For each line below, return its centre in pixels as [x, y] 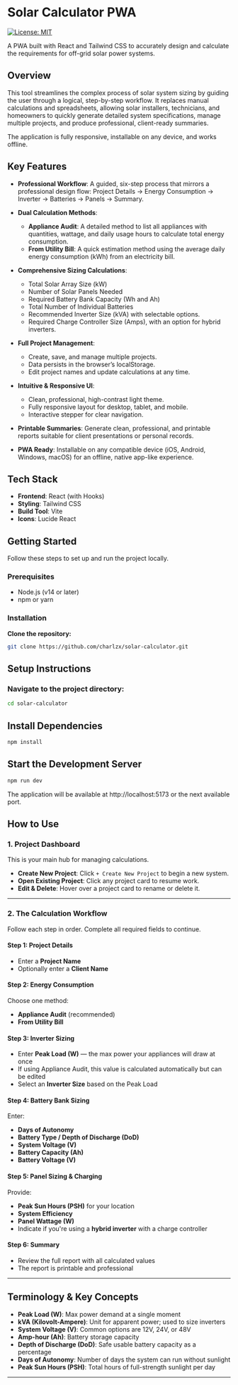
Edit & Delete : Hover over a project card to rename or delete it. [109, 889]
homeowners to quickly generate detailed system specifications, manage [114, 115]
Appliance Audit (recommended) [66, 1014]
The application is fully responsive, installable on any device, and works [112, 136]
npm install [25, 743]
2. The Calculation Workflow [57, 914]
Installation [27, 618]
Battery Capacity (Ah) [50, 1153]
